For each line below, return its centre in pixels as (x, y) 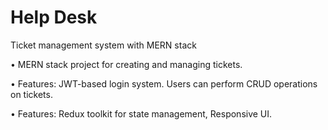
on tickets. (31, 94)
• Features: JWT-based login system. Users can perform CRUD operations (164, 83)
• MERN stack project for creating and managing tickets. (126, 64)
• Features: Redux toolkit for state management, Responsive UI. (141, 113)
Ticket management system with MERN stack (103, 45)
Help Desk (54, 17)
